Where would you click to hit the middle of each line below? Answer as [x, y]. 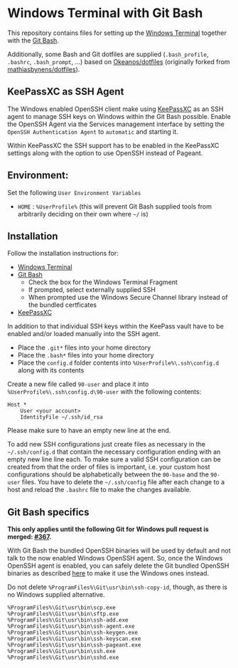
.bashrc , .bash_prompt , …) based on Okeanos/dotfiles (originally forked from [119, 61]
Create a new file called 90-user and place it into [78, 384]
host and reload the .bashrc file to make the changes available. [99, 490]
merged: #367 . [29, 537]
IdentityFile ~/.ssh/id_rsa [61, 417]
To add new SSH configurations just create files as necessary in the [107, 444]
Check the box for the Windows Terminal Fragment [103, 282]
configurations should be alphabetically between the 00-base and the [108, 474]
